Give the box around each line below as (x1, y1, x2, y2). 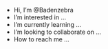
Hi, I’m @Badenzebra (13, 6, 74, 14)
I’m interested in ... (13, 13, 67, 21)
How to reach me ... (13, 35, 70, 43)
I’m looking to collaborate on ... (13, 28, 102, 36)
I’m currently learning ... (13, 21, 81, 28)
